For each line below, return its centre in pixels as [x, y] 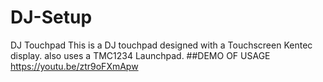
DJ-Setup [51, 17]
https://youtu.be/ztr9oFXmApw [74, 66]
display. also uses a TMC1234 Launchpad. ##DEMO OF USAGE [140, 55]
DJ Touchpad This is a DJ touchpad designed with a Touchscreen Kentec [161, 45]
